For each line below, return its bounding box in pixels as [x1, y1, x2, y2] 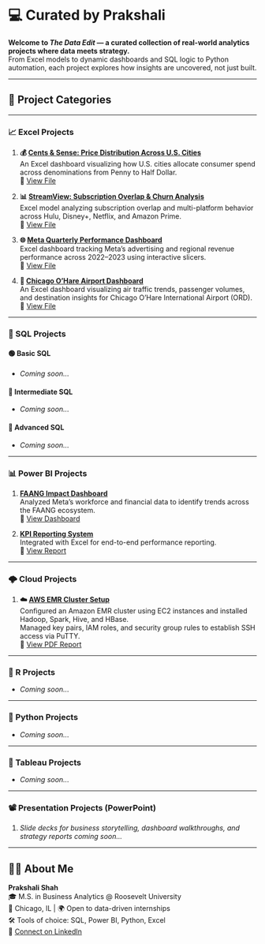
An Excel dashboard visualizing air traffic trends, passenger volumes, [19, 285, 245, 294]
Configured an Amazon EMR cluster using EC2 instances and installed [19, 606, 248, 616]
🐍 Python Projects [8, 712, 79, 723]
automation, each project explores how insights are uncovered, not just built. [8, 62, 257, 72]
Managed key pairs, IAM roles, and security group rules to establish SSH [19, 623, 256, 632]
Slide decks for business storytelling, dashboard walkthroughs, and [19, 823, 241, 833]
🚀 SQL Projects [8, 328, 66, 339]
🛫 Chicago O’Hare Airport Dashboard [19, 276, 144, 286]
